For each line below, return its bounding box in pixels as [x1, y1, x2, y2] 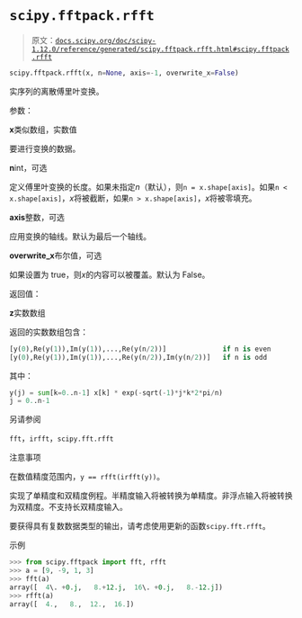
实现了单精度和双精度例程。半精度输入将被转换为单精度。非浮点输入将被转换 [9, 490, 293, 501]
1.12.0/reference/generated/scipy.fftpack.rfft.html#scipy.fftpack [31, 44, 289, 54]
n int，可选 [9, 162, 48, 173]
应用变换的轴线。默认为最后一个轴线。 [9, 230, 151, 241]
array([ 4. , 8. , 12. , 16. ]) [9, 599, 135, 609]
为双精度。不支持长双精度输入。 [9, 502, 128, 513]
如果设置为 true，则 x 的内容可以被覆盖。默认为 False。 [9, 269, 210, 280]
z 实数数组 [9, 307, 47, 318]
